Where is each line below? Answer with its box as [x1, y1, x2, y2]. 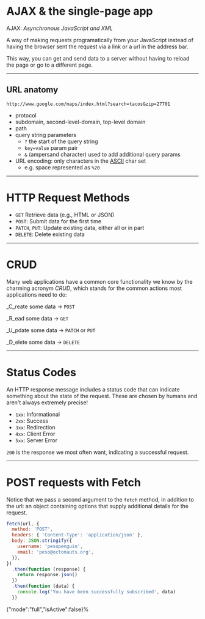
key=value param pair [24, 144, 78, 151]
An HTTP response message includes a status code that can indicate [6, 385, 180, 393]
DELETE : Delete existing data [15, 231, 85, 238]
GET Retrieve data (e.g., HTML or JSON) [15, 211, 115, 218]
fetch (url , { [6, 521, 40, 527]
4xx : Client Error [15, 430, 56, 437]
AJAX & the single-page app [6, 4, 153, 18]
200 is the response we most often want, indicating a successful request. [6, 448, 189, 456]
